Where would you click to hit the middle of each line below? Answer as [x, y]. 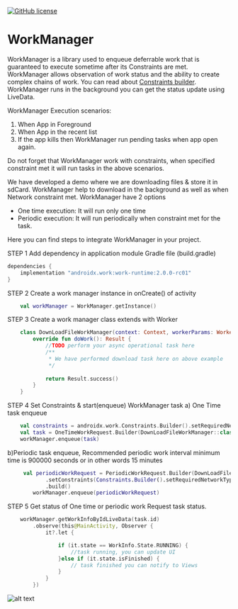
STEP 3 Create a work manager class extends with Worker [93, 320]
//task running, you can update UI [123, 552]
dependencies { [30, 266]
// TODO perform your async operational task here [120, 346]
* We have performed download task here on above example [136, 359]
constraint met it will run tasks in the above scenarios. [86, 168]
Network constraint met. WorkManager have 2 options [87, 197]
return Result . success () [82, 379]
